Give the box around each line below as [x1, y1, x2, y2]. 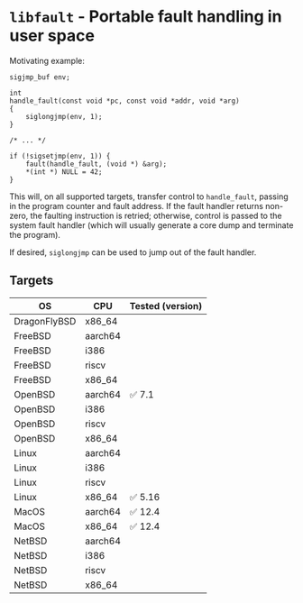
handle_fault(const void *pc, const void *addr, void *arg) [9, 96, 241, 105]
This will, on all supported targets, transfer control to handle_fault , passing [9, 191, 289, 202]
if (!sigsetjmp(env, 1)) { [9, 151, 111, 160]
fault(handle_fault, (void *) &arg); [25, 160, 168, 169]
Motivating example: [9, 55, 86, 66]
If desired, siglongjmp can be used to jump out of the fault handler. [9, 246, 257, 258]
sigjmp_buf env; [9, 72, 70, 82]
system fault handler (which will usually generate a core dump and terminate [9, 219, 294, 231]
